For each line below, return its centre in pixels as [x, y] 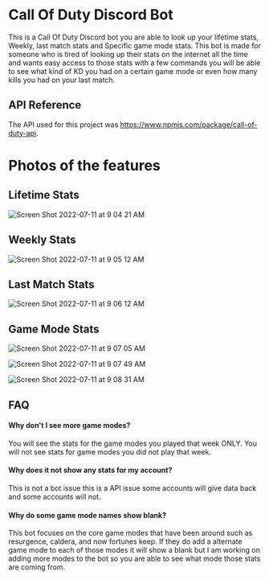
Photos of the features [84, 165]
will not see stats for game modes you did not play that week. [110, 451]
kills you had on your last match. [62, 80]
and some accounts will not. [55, 496]
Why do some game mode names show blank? [88, 515]
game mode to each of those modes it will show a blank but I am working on [134, 550]
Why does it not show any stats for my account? [90, 470]
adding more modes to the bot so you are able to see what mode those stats [134, 559]
